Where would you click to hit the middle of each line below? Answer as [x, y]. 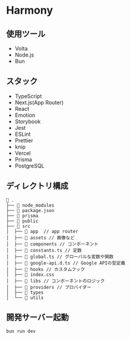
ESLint [23, 134]
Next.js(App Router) [39, 102]
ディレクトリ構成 [37, 186]
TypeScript [28, 96]
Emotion [25, 115]
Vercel [23, 153]
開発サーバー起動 [38, 317]
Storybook [28, 121]
